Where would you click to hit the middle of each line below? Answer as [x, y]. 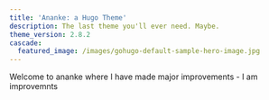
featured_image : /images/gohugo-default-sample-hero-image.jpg [139, 51]
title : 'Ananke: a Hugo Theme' [68, 18]
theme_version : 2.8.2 [50, 34]
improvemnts [34, 86]
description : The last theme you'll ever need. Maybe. [115, 26]
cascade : [26, 43]
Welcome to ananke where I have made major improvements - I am [134, 77]
